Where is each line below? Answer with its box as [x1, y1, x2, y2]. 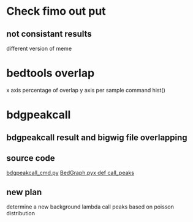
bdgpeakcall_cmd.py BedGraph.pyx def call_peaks [6, 169, 135, 177]
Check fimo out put [6, 4, 106, 18]
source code [6, 153, 55, 163]
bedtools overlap [6, 66, 95, 80]
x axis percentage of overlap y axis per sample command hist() [6, 86, 165, 94]
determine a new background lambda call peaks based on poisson [6, 203, 175, 210]
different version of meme [6, 45, 72, 52]
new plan [6, 187, 42, 197]
